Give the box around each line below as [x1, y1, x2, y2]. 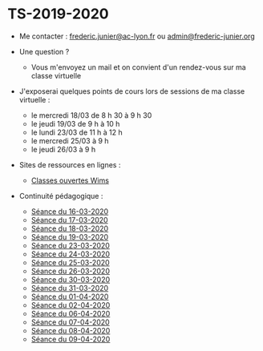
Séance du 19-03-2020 [30, 232, 109, 241]
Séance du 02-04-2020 [30, 300, 111, 309]
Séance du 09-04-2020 [30, 334, 111, 344]
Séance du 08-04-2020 [30, 325, 111, 335]
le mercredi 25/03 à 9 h [30, 135, 109, 145]
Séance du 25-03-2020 [30, 257, 110, 267]
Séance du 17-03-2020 [30, 215, 109, 224]
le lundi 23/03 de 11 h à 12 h [30, 127, 123, 137]
